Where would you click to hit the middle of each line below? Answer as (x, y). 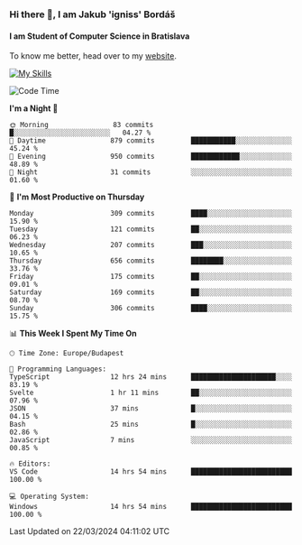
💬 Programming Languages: (58, 369)
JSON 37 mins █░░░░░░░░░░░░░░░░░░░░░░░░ (151, 409)
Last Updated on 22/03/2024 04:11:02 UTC (90, 531)
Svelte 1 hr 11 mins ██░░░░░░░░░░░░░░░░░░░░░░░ (151, 393)
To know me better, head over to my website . (93, 56)
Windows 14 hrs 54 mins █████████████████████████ (151, 507)
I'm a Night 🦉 (34, 108)
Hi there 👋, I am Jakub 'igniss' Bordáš (92, 14)
